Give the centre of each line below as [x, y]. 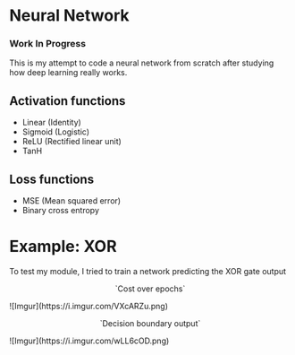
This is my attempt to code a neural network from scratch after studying [142, 63]
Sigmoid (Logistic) [56, 132]
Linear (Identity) [52, 123]
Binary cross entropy [61, 211]
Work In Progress [48, 44]
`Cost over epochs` [150, 289]
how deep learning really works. [68, 73]
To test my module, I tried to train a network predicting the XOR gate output [148, 272]
